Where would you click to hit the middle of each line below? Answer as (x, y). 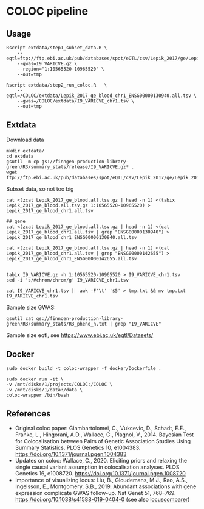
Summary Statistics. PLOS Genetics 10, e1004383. (78, 448)
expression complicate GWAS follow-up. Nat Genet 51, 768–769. (95, 493)
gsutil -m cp (23, 162)
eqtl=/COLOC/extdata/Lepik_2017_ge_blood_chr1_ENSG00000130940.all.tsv (99, 96)
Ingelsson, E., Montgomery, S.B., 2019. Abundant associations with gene (106, 486)
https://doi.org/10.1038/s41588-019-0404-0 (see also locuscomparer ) (102, 500)
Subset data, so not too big (40, 189)
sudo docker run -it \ (35, 379)
